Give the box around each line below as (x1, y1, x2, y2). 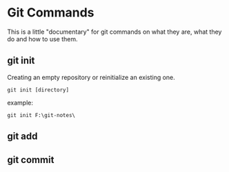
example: (7, 98, 33, 107)
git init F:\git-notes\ (7, 111, 76, 118)
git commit (7, 153, 54, 166)
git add (7, 131, 38, 142)
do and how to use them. (7, 34, 78, 43)
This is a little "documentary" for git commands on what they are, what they (7, 28, 222, 36)
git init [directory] (7, 86, 70, 94)
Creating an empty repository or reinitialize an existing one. (7, 73, 176, 81)
